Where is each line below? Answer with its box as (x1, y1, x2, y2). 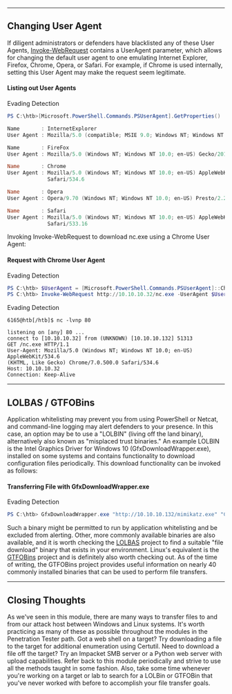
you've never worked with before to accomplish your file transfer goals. (7, 679, 211, 687)
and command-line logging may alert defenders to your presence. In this (7, 423, 214, 431)
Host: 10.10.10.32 (7, 365, 60, 372)
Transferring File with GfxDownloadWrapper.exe (7, 482, 150, 491)
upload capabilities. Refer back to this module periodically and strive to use (7, 657, 221, 665)
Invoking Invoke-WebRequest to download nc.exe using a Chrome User (7, 232, 210, 241)
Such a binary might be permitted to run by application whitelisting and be (7, 524, 217, 532)
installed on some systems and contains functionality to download (7, 452, 195, 460)
